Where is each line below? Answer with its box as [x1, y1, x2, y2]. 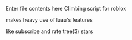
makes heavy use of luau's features [5, 16, 93, 23]
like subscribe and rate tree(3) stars [5, 28, 93, 35]
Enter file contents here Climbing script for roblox [5, 5, 127, 12]
